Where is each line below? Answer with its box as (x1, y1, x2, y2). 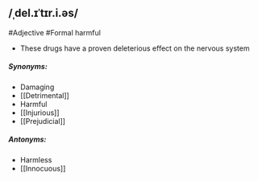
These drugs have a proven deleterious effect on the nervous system (19, 43, 250, 53)
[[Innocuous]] (19, 163, 66, 173)
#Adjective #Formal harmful (8, 27, 101, 37)
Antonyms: (8, 134, 47, 144)
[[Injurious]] (19, 108, 60, 117)
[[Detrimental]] (19, 90, 70, 100)
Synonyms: (8, 62, 48, 72)
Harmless (19, 154, 52, 164)
